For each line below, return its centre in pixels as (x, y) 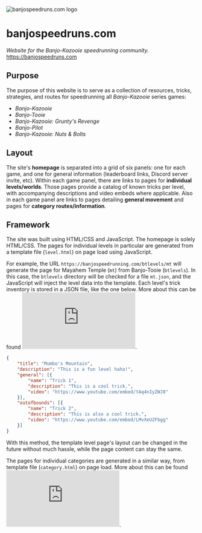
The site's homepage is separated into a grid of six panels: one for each (96, 167)
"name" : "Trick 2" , (52, 409)
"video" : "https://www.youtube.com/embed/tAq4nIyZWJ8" (98, 392)
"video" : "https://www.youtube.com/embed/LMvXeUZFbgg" (98, 420)
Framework (28, 225)
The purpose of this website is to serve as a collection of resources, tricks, (99, 90)
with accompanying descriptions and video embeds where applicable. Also (99, 193)
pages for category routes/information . (56, 206)
